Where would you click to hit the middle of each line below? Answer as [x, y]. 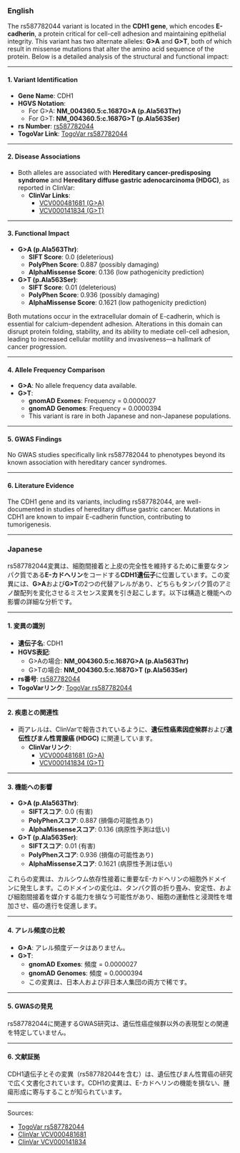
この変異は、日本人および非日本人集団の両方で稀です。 [110, 982]
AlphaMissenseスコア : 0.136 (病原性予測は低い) [99, 829]
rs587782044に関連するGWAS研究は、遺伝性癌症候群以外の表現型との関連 [118, 1023]
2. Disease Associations [44, 156]
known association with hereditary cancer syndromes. [87, 462]
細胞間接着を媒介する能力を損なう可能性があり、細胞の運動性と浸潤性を [120, 897]
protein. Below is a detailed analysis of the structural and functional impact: [118, 56]
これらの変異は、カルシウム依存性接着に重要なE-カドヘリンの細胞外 [108, 879]
